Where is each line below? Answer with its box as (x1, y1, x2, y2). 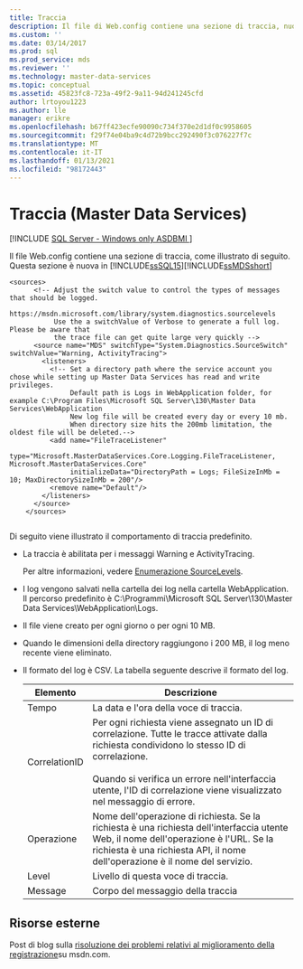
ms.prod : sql (9, 47, 59, 56)
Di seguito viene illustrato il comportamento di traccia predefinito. (9, 531, 252, 542)
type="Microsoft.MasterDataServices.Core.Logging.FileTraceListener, (9, 452, 277, 461)
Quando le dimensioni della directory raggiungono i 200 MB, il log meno (22, 638, 290, 649)
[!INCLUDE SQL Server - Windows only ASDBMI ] (9, 233, 193, 244)
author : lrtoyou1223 (9, 97, 87, 107)
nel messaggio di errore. (92, 795, 196, 808)
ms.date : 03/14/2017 (9, 38, 87, 48)
